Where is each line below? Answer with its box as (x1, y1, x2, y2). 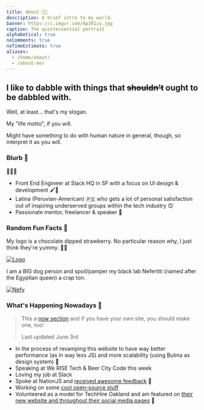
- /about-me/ (12, 60, 45, 66)
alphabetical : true (6, 32, 56, 38)
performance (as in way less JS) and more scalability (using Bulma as (15, 351, 190, 359)
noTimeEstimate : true (6, 43, 62, 49)
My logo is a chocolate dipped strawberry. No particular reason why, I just (6, 237, 192, 245)
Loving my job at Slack (15, 371, 72, 378)
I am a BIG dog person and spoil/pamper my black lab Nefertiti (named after (6, 267, 197, 275)
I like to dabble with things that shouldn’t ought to (6, 82, 199, 93)
